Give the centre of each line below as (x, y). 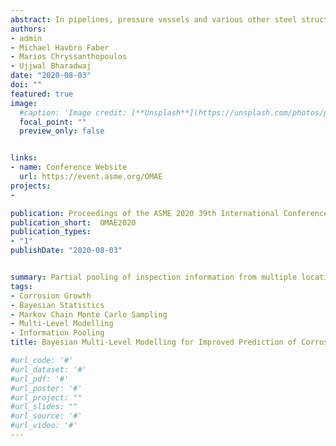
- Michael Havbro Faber (60, 47)
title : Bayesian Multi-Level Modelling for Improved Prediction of (154, 342)
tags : (21, 286)
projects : (31, 186)
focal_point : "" (53, 122)
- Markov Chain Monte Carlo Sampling (89, 314)
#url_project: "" (46, 397)
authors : (28, 29)
